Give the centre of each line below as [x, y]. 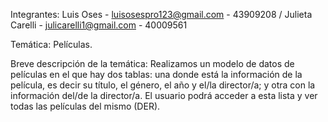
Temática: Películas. [51, 44]
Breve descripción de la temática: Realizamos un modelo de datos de [152, 63]
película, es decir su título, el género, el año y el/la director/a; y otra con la [163, 85]
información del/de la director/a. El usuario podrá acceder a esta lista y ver [164, 95]
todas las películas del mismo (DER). [85, 106]
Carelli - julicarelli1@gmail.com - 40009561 [99, 25]
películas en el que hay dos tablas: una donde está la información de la [156, 74]
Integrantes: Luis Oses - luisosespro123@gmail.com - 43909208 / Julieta [161, 14]
